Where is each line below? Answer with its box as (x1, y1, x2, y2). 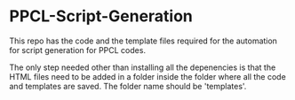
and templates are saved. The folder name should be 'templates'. (9, 81, 247, 91)
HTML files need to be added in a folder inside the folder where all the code (9, 71, 286, 81)
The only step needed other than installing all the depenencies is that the (9, 62, 276, 73)
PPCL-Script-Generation (9, 6, 194, 27)
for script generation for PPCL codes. (9, 44, 147, 55)
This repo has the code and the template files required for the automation (9, 35, 278, 46)
